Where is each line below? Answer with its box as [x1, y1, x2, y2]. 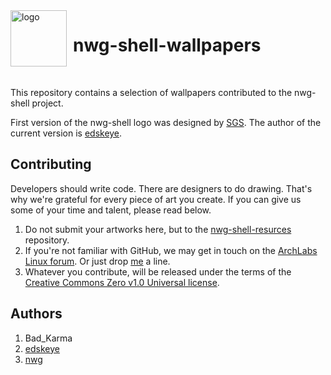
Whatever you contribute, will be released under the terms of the [24, 265, 292, 278]
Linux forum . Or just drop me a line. [24, 255, 171, 267]
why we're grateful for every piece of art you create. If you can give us [10, 193, 302, 205]
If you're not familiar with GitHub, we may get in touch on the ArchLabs [24, 244, 318, 256]
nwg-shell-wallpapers [73, 34, 262, 57]
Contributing [10, 156, 92, 173]
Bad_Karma [24, 332, 73, 344]
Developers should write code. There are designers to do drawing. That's [10, 182, 313, 194]
